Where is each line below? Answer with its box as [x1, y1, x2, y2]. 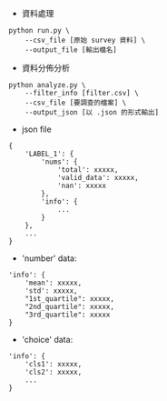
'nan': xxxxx [56, 181, 106, 190]
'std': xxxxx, [25, 286, 78, 296]
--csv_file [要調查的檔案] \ [25, 98, 127, 107]
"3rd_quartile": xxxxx [25, 310, 111, 319]
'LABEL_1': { [25, 149, 74, 158]
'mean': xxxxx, [25, 278, 83, 287]
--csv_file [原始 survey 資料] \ [25, 35, 146, 45]
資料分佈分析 [21, 63, 70, 73]
